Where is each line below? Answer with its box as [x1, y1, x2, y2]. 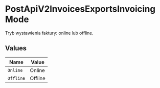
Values [5, 44, 27, 52]
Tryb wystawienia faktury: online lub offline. [5, 30, 94, 36]
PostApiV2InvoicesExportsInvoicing [5, 3, 156, 15]
